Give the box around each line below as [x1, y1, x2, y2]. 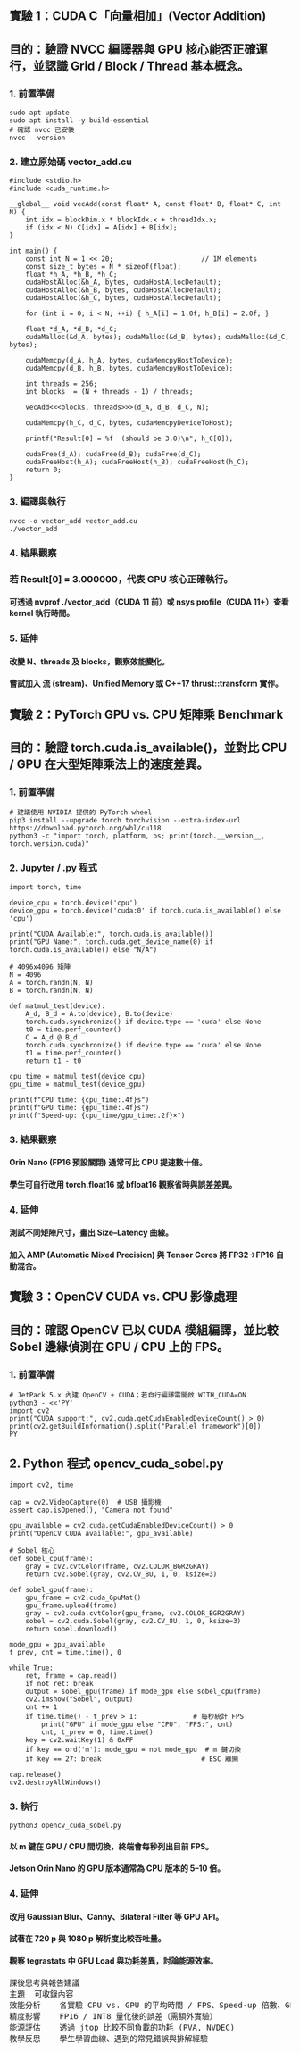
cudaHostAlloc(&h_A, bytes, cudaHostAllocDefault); [25, 278, 221, 288]
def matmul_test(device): [9, 1001, 105, 1011]
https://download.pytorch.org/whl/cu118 [9, 824, 162, 833]
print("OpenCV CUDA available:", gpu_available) [9, 1529, 194, 1538]
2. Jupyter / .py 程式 [9, 862, 98, 874]
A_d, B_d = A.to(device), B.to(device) [25, 1009, 174, 1018]
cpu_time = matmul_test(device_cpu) [9, 1072, 146, 1080]
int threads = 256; [25, 380, 98, 388]
